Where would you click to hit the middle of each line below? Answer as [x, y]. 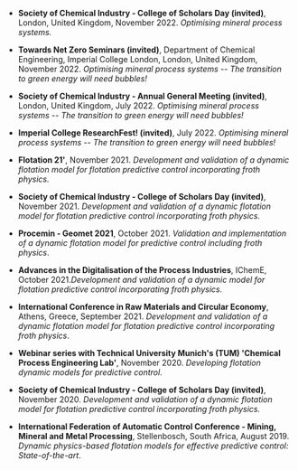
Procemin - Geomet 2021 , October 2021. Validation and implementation [152, 233]
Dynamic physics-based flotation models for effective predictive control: [153, 446]
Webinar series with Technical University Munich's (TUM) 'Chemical [149, 353]
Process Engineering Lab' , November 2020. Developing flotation [140, 362]
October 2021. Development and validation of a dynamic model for [141, 280]
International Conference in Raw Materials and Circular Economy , [143, 307]
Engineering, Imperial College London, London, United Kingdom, [138, 59]
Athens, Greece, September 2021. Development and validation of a [143, 316]
